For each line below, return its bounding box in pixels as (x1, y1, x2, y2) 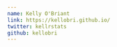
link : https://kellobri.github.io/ (7, 17, 111, 23)
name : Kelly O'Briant (7, 10, 70, 17)
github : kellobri (7, 29, 58, 37)
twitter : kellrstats (7, 23, 68, 30)
